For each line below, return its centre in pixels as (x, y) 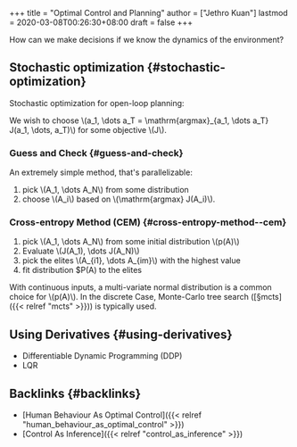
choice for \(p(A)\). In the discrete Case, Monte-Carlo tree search (129, 297)
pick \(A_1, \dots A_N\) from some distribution (105, 190)
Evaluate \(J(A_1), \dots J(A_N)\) (81, 251)
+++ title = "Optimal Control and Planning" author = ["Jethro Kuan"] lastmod (148, 13)
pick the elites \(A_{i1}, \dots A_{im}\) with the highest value (131, 261)
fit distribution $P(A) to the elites (82, 270)
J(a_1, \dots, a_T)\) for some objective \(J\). (88, 129)
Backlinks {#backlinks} (75, 393)
